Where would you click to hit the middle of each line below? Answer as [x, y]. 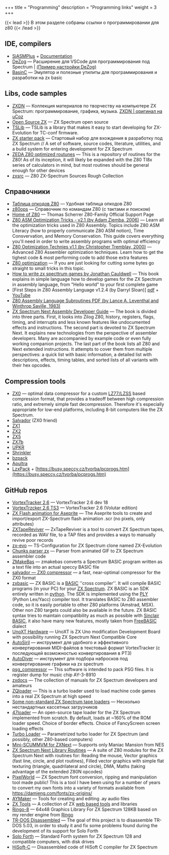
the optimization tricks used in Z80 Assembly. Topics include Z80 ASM [86, 226]
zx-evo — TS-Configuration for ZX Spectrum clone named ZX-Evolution [87, 546]
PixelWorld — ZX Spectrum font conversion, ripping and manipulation [85, 777]
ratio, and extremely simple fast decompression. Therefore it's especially [88, 404]
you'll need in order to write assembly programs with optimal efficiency [86, 241]
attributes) [23, 524]
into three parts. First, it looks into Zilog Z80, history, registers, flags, [83, 317]
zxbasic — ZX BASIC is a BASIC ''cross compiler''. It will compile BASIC [87, 583]
